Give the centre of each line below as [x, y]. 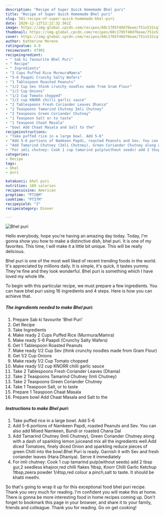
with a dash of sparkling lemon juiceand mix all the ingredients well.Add [84, 441]
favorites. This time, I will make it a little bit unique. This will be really [74, 246]
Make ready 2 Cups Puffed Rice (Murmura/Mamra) [64, 335]
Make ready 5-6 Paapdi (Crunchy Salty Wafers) [60, 340]
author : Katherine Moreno [32, 41]
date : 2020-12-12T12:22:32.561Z [38, 23]
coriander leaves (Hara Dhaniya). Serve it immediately [67, 457]
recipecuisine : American [31, 190]
